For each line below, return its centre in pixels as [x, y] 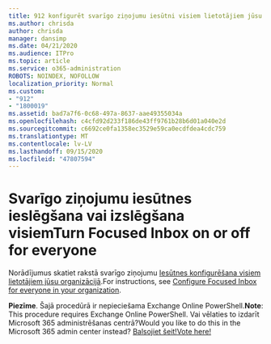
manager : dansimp [38, 38]
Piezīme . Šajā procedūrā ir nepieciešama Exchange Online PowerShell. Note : [136, 306]
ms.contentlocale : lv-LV [50, 144]
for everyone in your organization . [65, 290]
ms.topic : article [39, 62]
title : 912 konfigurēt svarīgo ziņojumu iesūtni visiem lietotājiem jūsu [135, 16]
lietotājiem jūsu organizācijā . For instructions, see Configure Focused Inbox [133, 282]
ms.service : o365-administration [65, 69]
